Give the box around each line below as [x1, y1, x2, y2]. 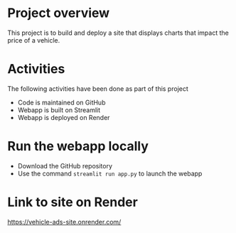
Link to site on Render [7, 194, 139, 210]
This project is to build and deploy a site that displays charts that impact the [7, 28, 229, 37]
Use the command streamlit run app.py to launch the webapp [17, 169, 203, 178]
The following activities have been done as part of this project [7, 84, 188, 93]
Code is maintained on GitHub [17, 98, 106, 107]
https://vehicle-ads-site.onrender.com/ [7, 217, 122, 226]
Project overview [7, 5, 110, 21]
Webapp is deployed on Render [17, 113, 110, 121]
